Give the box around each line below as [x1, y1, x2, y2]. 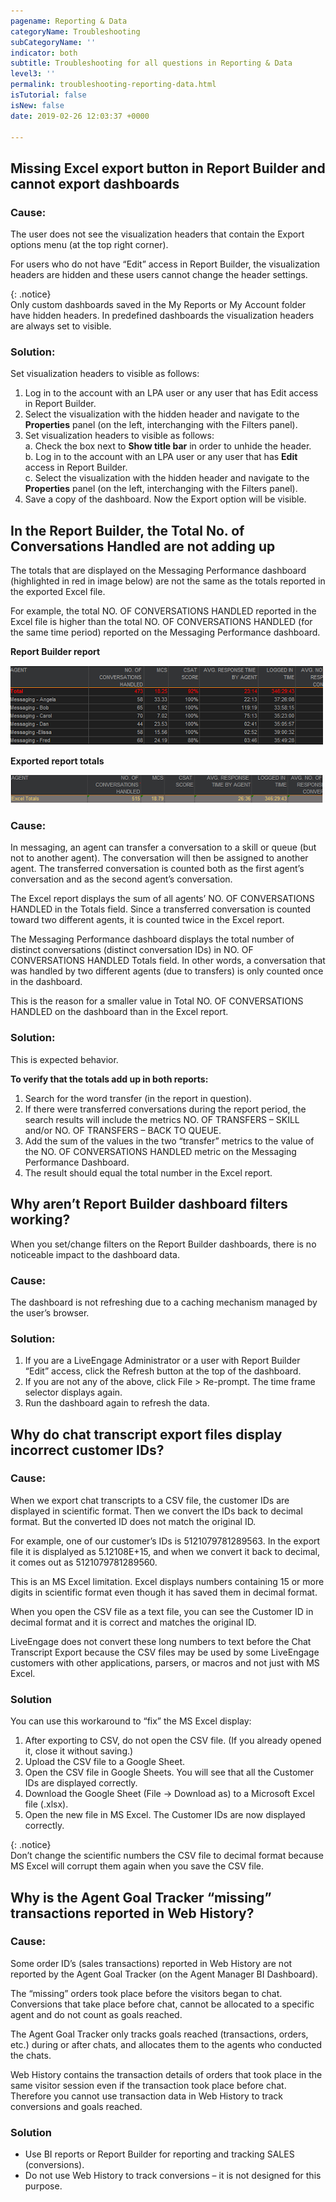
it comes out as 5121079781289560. [10, 1556, 158, 1568]
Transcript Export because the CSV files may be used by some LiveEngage [10, 1646, 320, 1658]
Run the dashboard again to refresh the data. [24, 1397, 210, 1409]
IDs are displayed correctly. [24, 1777, 138, 1789]
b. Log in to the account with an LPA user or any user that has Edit [24, 451, 298, 463]
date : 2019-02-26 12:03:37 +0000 [10, 111, 150, 121]
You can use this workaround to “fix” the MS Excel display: [10, 1715, 252, 1727]
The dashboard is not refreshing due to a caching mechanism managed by [10, 1296, 318, 1308]
